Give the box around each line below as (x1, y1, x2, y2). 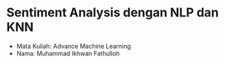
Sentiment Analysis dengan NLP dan (6, 5, 219, 21)
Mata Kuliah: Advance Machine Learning (16, 42, 131, 50)
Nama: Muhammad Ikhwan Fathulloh (16, 49, 120, 58)
